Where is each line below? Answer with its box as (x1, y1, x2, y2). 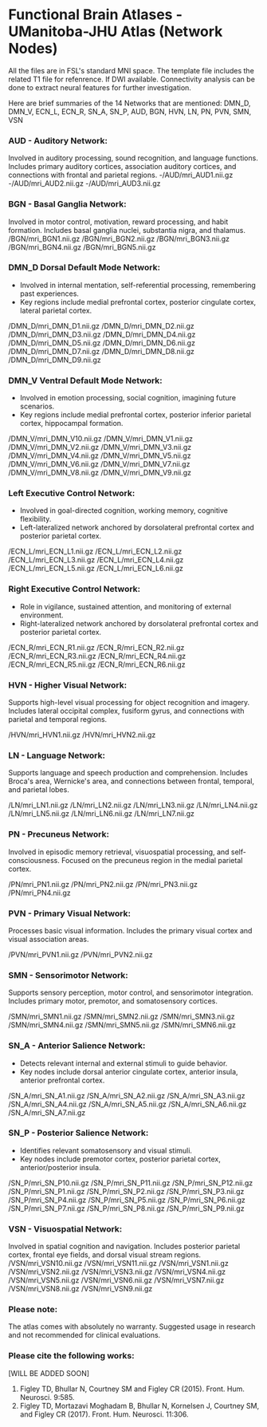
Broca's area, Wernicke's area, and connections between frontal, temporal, (8, 776, 255, 786)
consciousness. (8, 855, 60, 865)
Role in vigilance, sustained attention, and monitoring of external (19, 601, 232, 611)
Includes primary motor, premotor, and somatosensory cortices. (8, 996, 218, 1006)
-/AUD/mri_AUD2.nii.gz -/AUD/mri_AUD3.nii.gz (8, 179, 161, 188)
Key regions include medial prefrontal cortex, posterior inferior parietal (19, 410, 252, 420)
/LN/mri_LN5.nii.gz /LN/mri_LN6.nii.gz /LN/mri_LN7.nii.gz (8, 809, 195, 818)
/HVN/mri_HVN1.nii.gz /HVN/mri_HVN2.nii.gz (8, 730, 156, 739)
